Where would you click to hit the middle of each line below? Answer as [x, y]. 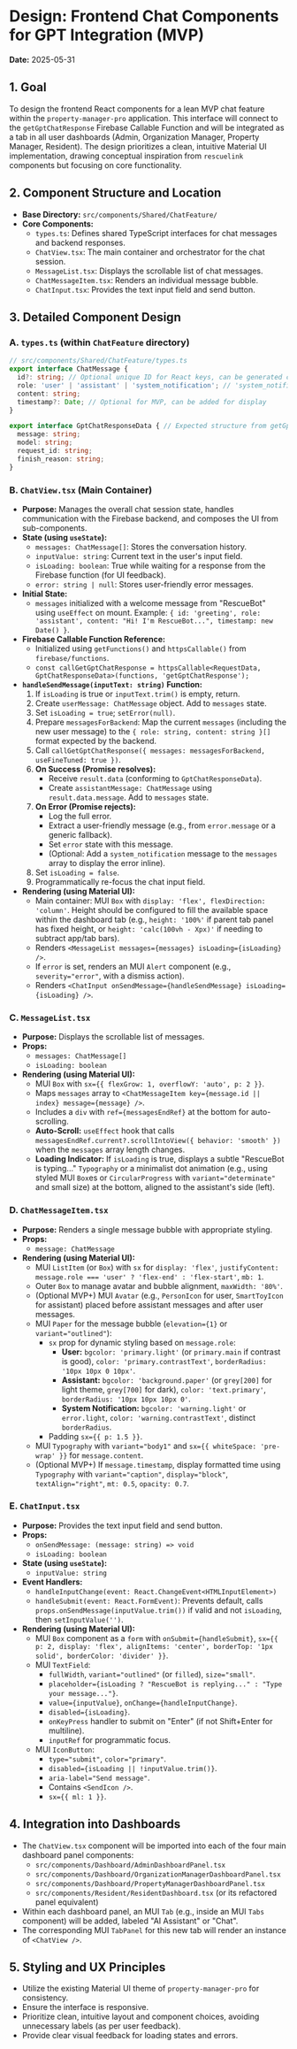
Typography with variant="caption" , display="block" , [131, 1474]
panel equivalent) [67, 1902]
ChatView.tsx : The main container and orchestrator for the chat [150, 252]
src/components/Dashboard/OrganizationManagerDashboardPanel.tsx [158, 1874]
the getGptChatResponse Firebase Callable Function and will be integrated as [147, 127]
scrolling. [52, 1122]
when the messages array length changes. [110, 1150]
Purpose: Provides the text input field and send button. [122, 1525]
